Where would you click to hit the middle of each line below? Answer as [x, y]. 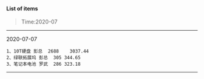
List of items [22, 8]
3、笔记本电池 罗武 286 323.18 [43, 64]
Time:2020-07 [39, 22]
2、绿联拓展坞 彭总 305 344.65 [43, 58]
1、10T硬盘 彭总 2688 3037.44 [48, 51]
